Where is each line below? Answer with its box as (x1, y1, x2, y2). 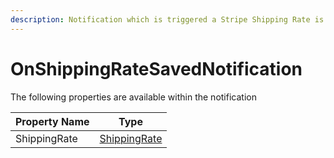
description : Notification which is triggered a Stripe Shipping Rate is (10, 14, 325, 25)
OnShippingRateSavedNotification (10, 57, 303, 80)
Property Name (15, 114, 90, 128)
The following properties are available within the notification (10, 91, 257, 103)
